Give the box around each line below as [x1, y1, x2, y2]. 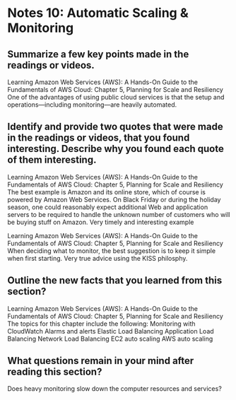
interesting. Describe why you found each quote [7, 143, 224, 155]
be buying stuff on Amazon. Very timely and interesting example [7, 218, 194, 226]
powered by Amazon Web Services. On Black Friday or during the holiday [7, 195, 221, 204]
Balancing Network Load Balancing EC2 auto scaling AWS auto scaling [7, 334, 213, 343]
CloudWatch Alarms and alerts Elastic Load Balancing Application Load [7, 327, 214, 335]
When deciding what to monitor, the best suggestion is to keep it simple [7, 246, 216, 255]
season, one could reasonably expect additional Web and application [7, 203, 208, 211]
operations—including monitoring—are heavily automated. [7, 100, 177, 109]
